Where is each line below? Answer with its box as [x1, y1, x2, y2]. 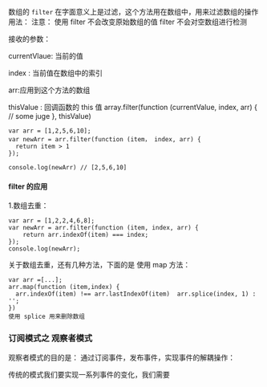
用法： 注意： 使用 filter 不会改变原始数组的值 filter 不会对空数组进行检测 [8, 17, 247, 26]
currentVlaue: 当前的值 [8, 51, 84, 60]
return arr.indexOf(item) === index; [22, 231, 149, 239]
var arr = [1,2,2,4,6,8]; [8, 217, 95, 225]
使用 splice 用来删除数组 [8, 312, 86, 321]
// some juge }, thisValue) [8, 112, 92, 120]
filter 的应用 [8, 181, 48, 191]
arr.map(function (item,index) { [8, 283, 120, 291]
